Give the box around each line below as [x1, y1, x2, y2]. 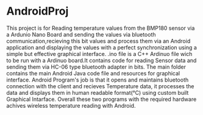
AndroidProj [6, 4, 69, 18]
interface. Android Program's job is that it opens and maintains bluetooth [6, 76, 189, 83]
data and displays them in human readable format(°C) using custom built [6, 89, 189, 96]
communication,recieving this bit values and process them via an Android [6, 37, 191, 44]
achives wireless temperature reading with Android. [6, 102, 136, 109]
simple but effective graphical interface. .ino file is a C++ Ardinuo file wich [6, 50, 193, 57]
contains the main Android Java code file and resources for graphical [6, 69, 180, 77]
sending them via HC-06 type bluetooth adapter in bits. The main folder [6, 63, 186, 71]
